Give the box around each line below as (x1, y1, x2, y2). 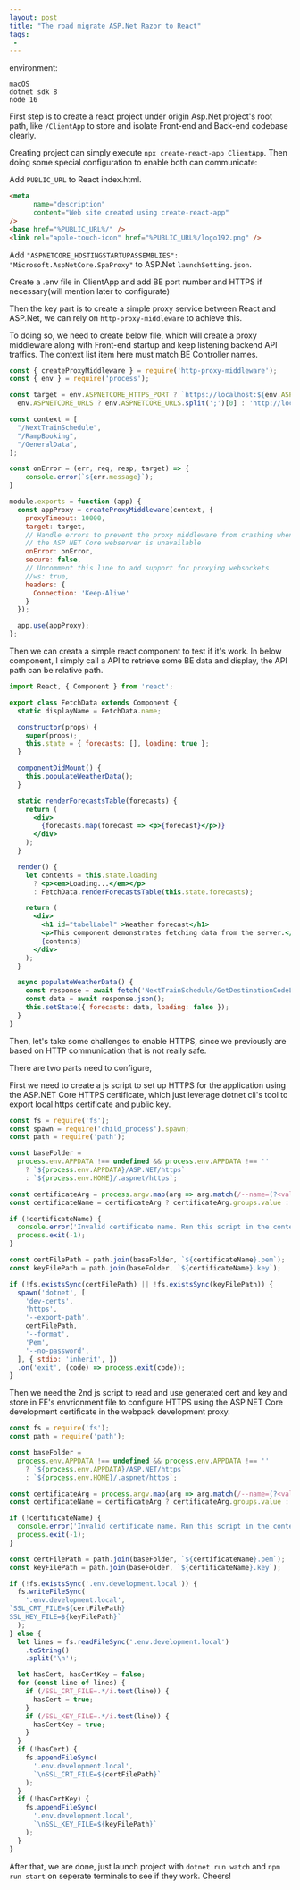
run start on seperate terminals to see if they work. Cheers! (9, 1870, 232, 1881)
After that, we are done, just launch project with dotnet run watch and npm (9, 1860, 281, 1871)
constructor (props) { (17, 722, 98, 731)
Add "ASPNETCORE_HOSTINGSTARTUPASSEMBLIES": (9, 249, 179, 260)
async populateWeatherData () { (17, 978, 134, 987)
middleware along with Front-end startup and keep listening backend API (9, 339, 278, 350)
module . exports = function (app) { (9, 497, 142, 506)
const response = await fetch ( (25, 986, 142, 995)
